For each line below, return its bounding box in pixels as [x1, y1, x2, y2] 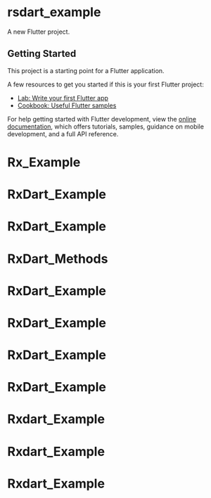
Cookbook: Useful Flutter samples [17, 101, 117, 110]
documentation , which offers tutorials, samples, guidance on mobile [7, 122, 204, 131]
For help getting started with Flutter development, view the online [7, 114, 197, 123]
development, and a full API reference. [7, 129, 119, 138]
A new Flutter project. [7, 27, 70, 36]
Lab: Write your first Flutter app [17, 93, 109, 102]
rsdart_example [7, 4, 101, 20]
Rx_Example [7, 154, 81, 170]
